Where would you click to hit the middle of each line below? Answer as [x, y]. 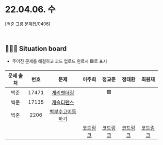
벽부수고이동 [63, 112]
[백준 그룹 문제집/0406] [28, 24]
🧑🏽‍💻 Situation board [36, 49]
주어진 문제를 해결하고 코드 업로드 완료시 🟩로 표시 [59, 61]
